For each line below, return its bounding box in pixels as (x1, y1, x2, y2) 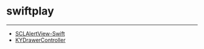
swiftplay (6, 4, 55, 18)
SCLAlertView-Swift (15, 30, 66, 37)
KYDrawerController (15, 36, 66, 44)
